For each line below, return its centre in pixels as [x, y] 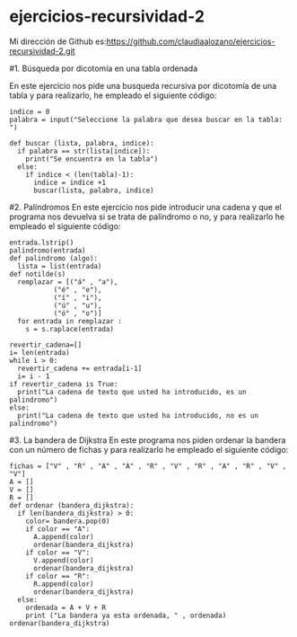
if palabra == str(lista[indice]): [84, 151]
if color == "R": [58, 576]
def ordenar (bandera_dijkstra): [72, 505]
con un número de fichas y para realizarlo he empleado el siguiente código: [149, 449]
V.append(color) [63, 560]
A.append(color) [63, 536]
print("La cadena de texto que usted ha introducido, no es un [138, 415]
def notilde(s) [38, 274]
